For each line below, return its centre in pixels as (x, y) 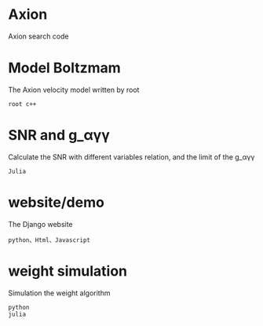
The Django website (40, 224)
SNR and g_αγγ (59, 136)
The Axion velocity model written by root (74, 90)
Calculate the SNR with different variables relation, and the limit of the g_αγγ (131, 157)
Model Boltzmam (65, 68)
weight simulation (68, 271)
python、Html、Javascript (49, 240)
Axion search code (38, 36)
